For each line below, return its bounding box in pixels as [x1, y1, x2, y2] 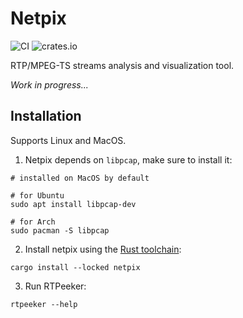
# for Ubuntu [10, 190, 65, 201]
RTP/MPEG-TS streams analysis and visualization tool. [10, 59, 235, 71]
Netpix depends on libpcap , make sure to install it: [24, 153, 233, 166]
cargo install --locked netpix [10, 262, 141, 272]
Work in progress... [10, 78, 89, 91]
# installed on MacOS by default [10, 173, 150, 183]
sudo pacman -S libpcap [10, 225, 110, 236]
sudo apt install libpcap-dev [10, 199, 137, 209]
